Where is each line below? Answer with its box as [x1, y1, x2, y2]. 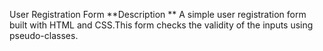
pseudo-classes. [9, 30, 79, 41]
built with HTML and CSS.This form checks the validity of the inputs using [9, 19, 314, 31]
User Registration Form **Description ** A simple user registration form [9, 9, 307, 20]
